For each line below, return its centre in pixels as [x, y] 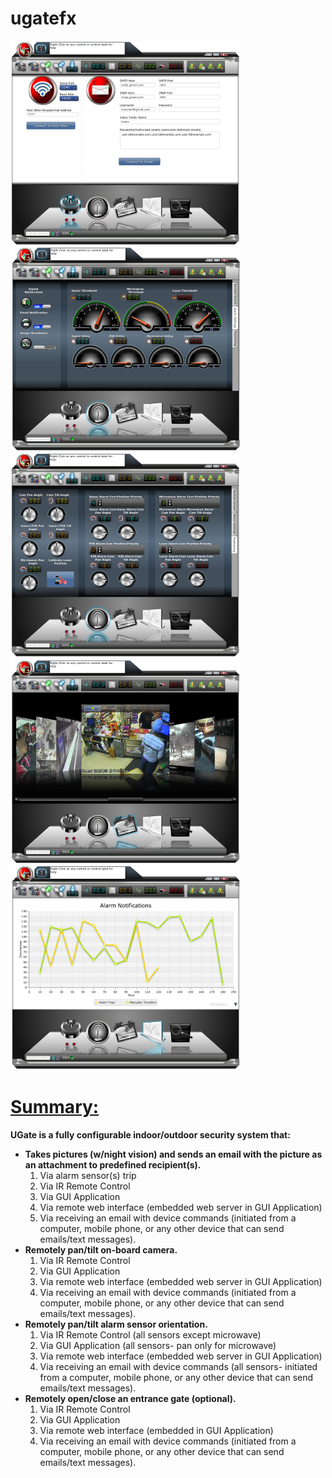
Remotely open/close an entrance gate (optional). [130, 1398]
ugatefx [43, 18]
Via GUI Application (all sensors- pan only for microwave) [158, 1345]
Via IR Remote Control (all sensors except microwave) [150, 1334]
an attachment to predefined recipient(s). [113, 1164]
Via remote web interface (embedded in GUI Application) [156, 1430]
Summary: [55, 1107]
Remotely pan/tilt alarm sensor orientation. [116, 1324]
